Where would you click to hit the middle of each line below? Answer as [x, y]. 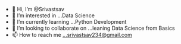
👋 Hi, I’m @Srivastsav [38, 9]
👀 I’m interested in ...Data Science [53, 15]
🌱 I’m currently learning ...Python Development [69, 22]
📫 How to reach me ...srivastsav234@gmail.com [72, 35]
